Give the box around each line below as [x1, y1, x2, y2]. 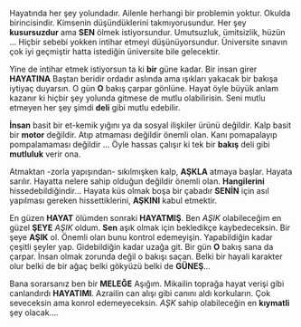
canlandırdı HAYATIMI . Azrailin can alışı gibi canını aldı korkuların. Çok [9, 288, 271, 298]
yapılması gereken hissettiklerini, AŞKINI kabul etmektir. [9, 195, 218, 206]
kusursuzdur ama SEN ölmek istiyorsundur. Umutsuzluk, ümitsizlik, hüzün [9, 27, 287, 37]
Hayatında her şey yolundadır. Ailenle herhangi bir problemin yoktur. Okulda [9, 8, 291, 18]
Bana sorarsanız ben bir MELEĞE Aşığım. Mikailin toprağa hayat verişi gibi [9, 278, 285, 289]
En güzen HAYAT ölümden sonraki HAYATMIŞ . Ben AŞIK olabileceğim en [9, 213, 282, 223]
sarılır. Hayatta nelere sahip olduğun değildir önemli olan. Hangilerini [9, 176, 265, 187]
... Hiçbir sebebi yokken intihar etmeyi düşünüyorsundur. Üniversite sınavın [9, 36, 287, 47]
